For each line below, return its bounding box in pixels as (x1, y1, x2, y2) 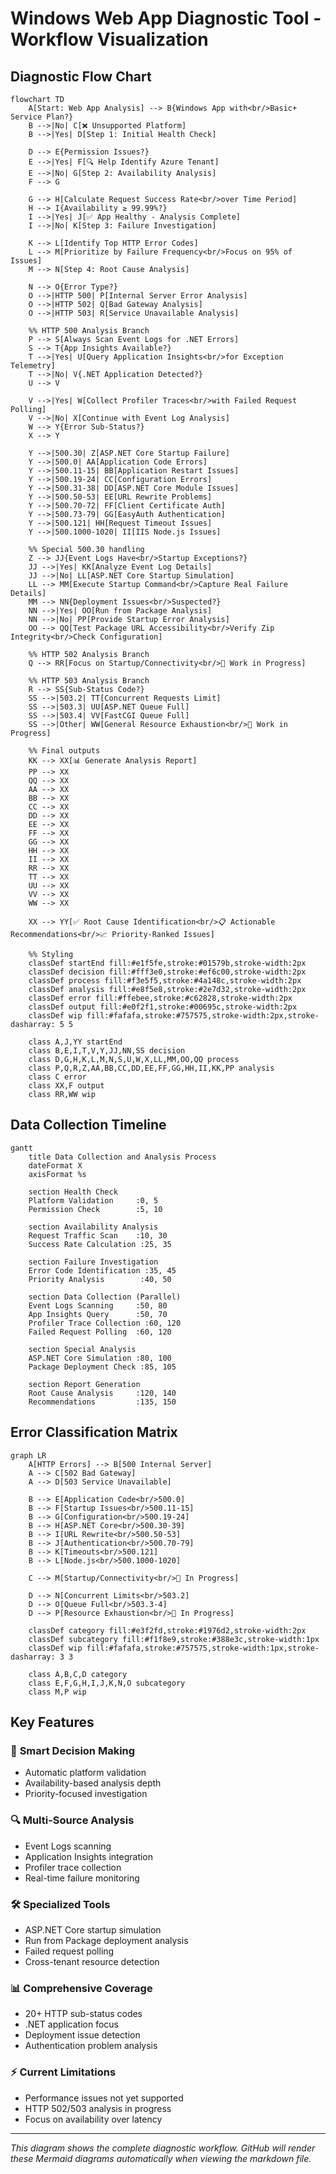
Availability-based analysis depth (24, 1777, 162, 1789)
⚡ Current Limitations (10, 2065, 117, 2079)
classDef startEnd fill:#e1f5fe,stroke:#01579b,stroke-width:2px (28, 958, 307, 968)
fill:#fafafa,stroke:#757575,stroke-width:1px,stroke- (86, 1643, 320, 1653)
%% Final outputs (28, 746, 101, 756)
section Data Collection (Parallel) (28, 1292, 182, 1302)
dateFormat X (28, 1160, 83, 1171)
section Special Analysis (28, 1344, 137, 1354)
